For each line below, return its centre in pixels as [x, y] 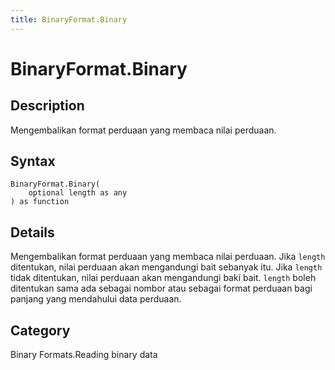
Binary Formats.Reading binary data [84, 355]
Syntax [33, 161]
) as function [40, 202]
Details [32, 232]
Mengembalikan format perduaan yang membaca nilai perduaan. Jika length [168, 257]
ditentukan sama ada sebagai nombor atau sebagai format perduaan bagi [161, 288]
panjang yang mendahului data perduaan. [96, 299]
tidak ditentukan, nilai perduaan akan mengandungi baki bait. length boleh [163, 278]
